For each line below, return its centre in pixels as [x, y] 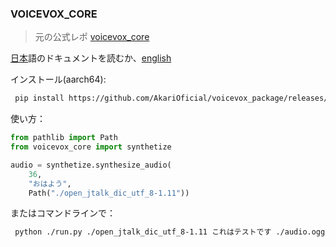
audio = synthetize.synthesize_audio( [91, 165]
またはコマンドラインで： [63, 213]
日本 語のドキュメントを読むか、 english [91, 58]
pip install [39, 98]
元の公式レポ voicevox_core [92, 37]
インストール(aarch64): [58, 79]
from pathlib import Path [64, 138]
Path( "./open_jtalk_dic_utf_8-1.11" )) [109, 193]
